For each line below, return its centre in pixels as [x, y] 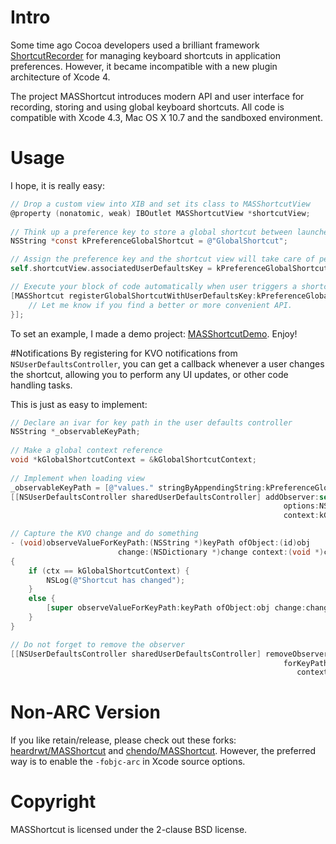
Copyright [53, 802]
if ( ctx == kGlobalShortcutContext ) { [109, 571]
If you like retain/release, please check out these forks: [123, 740]
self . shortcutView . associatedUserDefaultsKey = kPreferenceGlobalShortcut [169, 269]
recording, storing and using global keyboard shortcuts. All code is [147, 107]
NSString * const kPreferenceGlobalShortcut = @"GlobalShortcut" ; [149, 241]
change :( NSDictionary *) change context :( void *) [221, 552]
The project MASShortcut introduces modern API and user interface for [157, 96]
